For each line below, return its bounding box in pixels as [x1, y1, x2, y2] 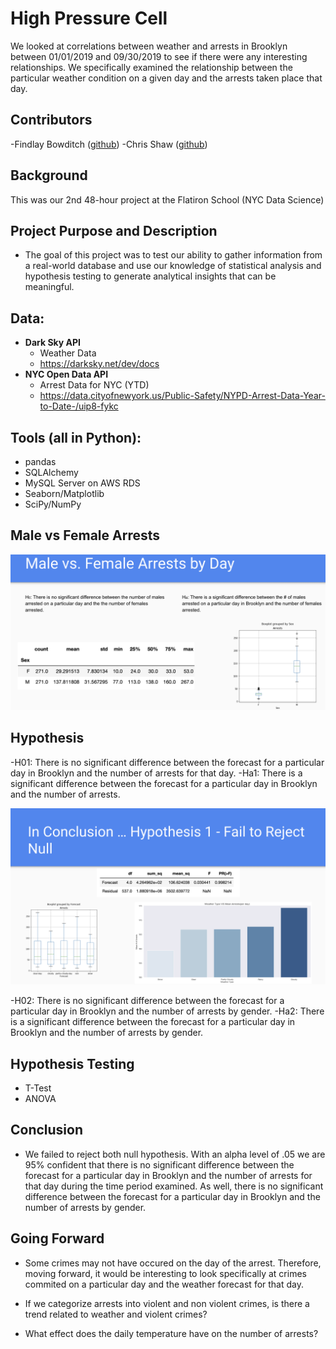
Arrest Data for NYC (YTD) [39, 379, 150, 391]
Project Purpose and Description [10, 222, 218, 239]
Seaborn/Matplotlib [24, 488, 105, 499]
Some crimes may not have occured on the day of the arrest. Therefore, [24, 1257, 322, 1269]
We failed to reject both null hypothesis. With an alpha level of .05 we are [24, 1148, 326, 1160]
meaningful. [24, 281, 75, 293]
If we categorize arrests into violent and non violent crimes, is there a [24, 1297, 310, 1309]
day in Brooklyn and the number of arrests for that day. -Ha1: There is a [10, 767, 303, 779]
